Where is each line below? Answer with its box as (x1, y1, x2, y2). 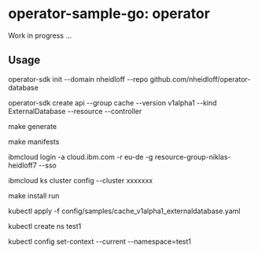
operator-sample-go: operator (8, 5, 211, 23)
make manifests (8, 137, 60, 146)
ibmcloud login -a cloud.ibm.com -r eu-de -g (8, 152, 153, 161)
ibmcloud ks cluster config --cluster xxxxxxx (8, 175, 153, 185)
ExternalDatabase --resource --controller (8, 106, 142, 116)
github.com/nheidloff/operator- (149, 74, 251, 83)
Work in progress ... (8, 31, 72, 40)
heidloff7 (8, 160, 37, 170)
